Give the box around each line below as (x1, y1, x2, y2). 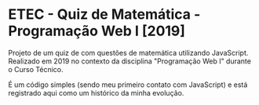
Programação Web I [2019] (8, 22, 186, 40)
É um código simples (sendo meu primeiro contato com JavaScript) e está (8, 80, 248, 89)
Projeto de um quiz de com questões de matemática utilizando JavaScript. (8, 48, 249, 57)
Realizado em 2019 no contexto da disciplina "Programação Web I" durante (8, 56, 251, 66)
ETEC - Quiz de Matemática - (8, 5, 201, 24)
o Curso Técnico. (8, 64, 64, 74)
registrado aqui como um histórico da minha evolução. (8, 88, 184, 97)
